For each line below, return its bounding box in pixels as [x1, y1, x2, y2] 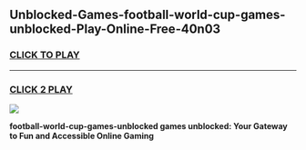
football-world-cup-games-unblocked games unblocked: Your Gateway [9, 120, 289, 131]
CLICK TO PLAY [9, 49, 80, 62]
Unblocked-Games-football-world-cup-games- [9, 7, 286, 23]
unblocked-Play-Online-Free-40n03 [9, 22, 221, 37]
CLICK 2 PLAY [9, 83, 73, 95]
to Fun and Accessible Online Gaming [9, 130, 155, 141]
